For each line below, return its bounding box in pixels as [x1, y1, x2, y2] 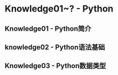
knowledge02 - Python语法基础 [5, 43, 105, 51]
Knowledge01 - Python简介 [5, 24, 92, 33]
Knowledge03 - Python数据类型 [5, 61, 106, 70]
